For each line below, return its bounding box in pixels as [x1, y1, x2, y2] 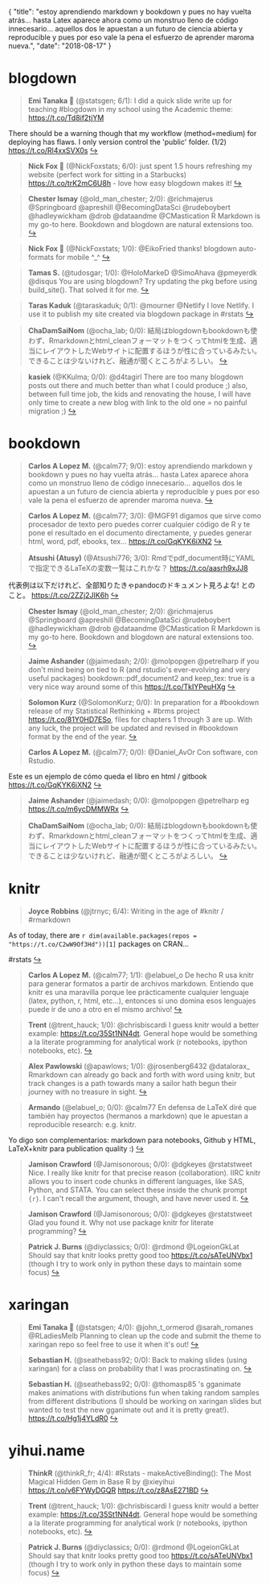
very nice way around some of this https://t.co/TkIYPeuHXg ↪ [27, 682, 236, 691]
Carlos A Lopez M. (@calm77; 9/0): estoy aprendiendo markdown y [27, 460, 253, 470]
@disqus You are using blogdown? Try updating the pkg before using [27, 276, 258, 286]
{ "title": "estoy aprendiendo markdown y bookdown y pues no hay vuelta [8, 7, 252, 16]
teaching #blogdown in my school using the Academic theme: [27, 104, 233, 114]
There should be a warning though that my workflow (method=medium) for [8, 128, 257, 138]
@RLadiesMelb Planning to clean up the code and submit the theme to [27, 1331, 261, 1340]
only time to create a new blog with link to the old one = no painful [27, 398, 247, 407]
